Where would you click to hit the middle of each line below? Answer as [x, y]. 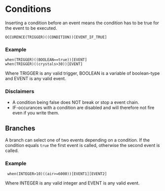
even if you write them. [36, 113]
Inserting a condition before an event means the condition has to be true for [82, 23]
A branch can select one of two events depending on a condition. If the [77, 140]
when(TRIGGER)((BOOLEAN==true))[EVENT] [46, 60]
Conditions [28, 9]
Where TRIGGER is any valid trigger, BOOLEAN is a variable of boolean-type [82, 73]
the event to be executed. [31, 28]
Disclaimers [20, 92]
